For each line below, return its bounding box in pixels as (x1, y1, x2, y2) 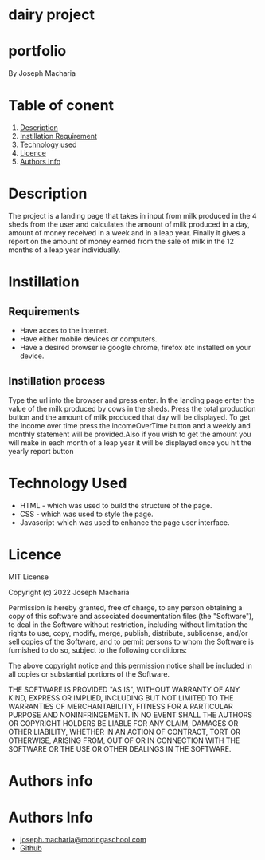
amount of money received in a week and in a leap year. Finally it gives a (8, 228, 246, 237)
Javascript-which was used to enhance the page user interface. (19, 517, 230, 527)
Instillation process (8, 374, 106, 388)
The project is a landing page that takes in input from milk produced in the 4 (8, 211, 257, 220)
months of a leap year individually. (8, 245, 121, 254)
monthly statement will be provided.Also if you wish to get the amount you (8, 429, 252, 439)
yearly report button (8, 446, 74, 456)
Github (19, 843, 42, 853)
